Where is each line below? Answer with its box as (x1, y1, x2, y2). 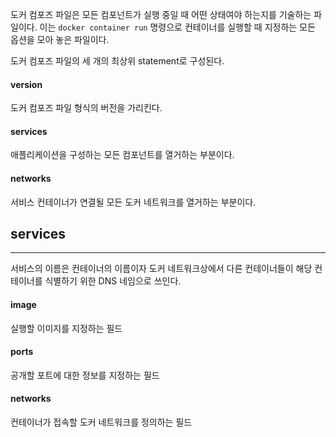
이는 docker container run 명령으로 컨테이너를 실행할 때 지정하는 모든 (39, 21, 316, 33)
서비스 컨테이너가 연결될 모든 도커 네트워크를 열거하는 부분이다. (10, 196, 257, 208)
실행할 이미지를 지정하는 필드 (10, 322, 123, 334)
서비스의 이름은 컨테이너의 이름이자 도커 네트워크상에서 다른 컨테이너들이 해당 (10, 263, 313, 275)
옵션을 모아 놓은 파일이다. (10, 34, 110, 45)
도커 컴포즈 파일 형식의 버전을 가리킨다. (10, 102, 163, 114)
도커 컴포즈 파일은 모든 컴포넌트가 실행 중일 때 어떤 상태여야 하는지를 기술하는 (10, 9, 312, 20)
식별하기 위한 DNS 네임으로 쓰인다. (44, 275, 182, 287)
